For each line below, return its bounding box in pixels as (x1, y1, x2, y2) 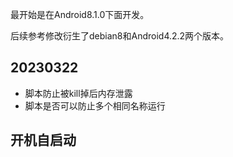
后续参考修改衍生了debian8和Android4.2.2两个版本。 (10, 30, 230, 42)
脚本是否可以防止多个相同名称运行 (24, 99, 166, 112)
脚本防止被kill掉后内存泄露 (24, 87, 133, 99)
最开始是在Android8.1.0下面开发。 (10, 9, 150, 20)
